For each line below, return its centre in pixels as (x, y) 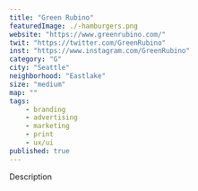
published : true (39, 151)
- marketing (47, 126)
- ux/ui (39, 143)
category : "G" (36, 59)
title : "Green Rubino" (52, 17)
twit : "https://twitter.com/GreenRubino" (88, 43)
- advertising (52, 117)
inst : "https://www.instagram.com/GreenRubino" (100, 51)
